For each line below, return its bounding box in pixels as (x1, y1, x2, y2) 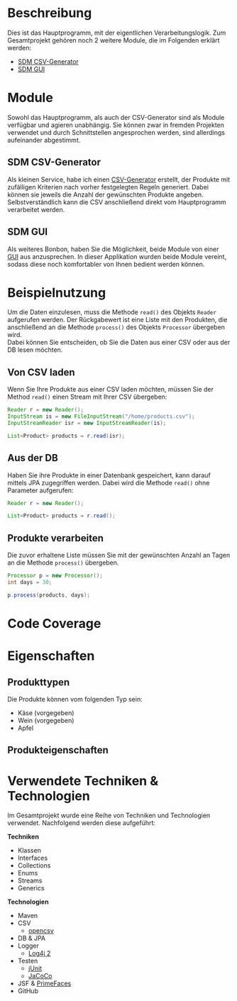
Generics (17, 884, 45, 892)
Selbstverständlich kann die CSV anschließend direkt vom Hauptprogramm (7, 197, 226, 206)
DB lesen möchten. (7, 345, 63, 354)
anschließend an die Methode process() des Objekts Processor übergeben (7, 323, 226, 331)
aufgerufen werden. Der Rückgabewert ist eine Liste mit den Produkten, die (7, 316, 228, 324)
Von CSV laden (7, 366, 75, 378)
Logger (17, 941, 39, 950)
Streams (17, 876, 43, 885)
